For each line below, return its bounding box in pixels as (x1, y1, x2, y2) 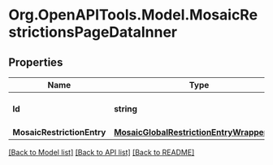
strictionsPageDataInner (8, 23, 177, 41)
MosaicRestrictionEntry (12, 127, 106, 137)
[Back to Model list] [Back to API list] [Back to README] (8, 148, 195, 157)
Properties (8, 55, 63, 69)
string (113, 103, 138, 115)
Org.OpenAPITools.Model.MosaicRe (8, 6, 258, 24)
